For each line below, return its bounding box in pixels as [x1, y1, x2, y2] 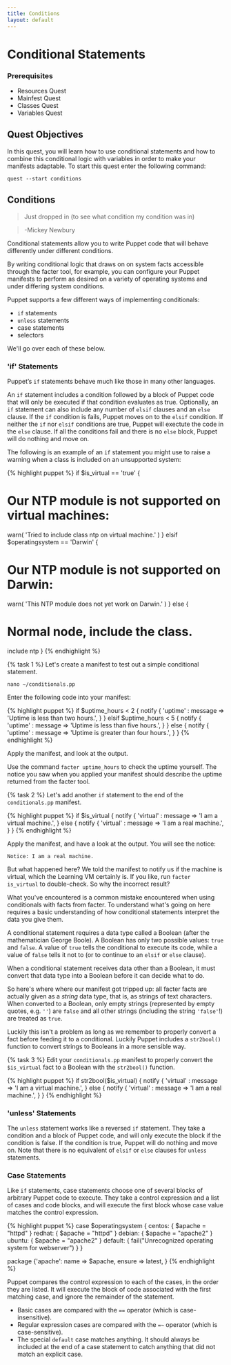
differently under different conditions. [7, 246, 114, 254]
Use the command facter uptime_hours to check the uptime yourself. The [7, 762, 217, 771]
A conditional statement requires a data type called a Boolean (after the [7, 928, 210, 937]
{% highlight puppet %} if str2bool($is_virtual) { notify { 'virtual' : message [7, 1076, 219, 1084]
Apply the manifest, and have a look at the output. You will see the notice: [7, 839, 216, 848]
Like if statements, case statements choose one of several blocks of [7, 1187, 203, 1195]
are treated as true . [7, 1014, 63, 1022]
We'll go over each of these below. [7, 344, 106, 353]
